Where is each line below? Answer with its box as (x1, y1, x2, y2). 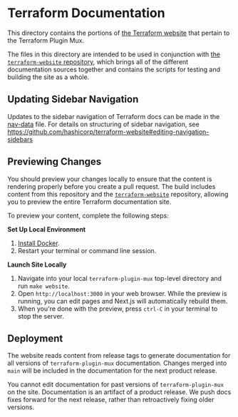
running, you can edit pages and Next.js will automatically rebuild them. (17, 297, 228, 305)
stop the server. (17, 312, 64, 320)
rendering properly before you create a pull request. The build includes (7, 182, 216, 190)
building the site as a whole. (7, 73, 90, 81)
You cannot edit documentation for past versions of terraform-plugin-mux (7, 380, 224, 389)
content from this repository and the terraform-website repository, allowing (7, 190, 229, 198)
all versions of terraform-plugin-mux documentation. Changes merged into (7, 359, 227, 368)
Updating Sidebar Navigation (7, 93, 139, 105)
